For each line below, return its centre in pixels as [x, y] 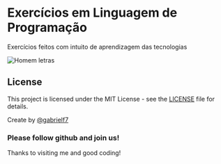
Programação [47, 27]
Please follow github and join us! [63, 138]
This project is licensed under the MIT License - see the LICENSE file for [111, 99]
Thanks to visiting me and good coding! [64, 153]
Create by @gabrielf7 [38, 120]
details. [18, 106]
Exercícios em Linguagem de [92, 13]
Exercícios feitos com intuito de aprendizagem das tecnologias [97, 47]
